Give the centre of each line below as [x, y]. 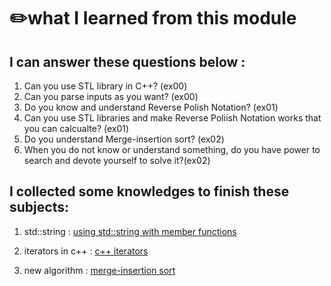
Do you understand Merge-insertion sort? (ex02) [124, 139]
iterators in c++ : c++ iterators [86, 251]
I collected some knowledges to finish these [149, 191]
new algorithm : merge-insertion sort [99, 270]
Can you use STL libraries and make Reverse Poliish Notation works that [172, 118]
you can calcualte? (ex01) [76, 128]
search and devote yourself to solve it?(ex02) [117, 160]
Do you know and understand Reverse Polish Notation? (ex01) [151, 107]
